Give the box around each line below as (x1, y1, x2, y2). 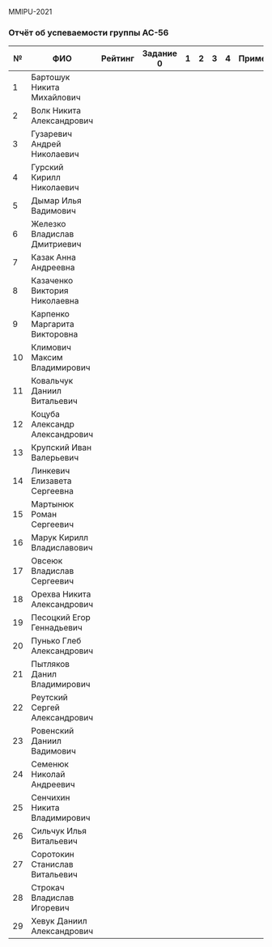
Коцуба (31, 409, 61, 420)
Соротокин (31, 849, 74, 860)
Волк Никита (31, 105, 81, 117)
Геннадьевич (31, 622, 83, 634)
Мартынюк (31, 499, 74, 510)
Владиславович (31, 542, 93, 554)
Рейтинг (100, 53, 135, 64)
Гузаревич (31, 129, 73, 140)
